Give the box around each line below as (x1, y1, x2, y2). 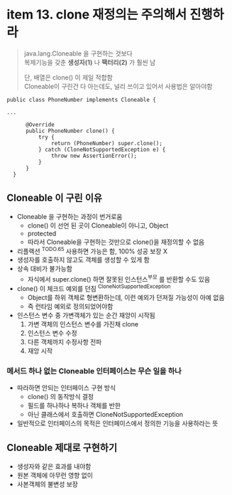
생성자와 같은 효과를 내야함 (16, 462, 92, 470)
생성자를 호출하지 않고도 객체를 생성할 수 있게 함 (16, 255, 150, 264)
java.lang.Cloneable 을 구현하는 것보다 (23, 49, 133, 58)
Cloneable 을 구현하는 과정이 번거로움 (16, 212, 123, 220)
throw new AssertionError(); (51, 152, 138, 159)
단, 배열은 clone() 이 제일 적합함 (23, 73, 113, 82)
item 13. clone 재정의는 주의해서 (6, 6, 187, 23)
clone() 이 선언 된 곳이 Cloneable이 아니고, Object (27, 221, 169, 230)
